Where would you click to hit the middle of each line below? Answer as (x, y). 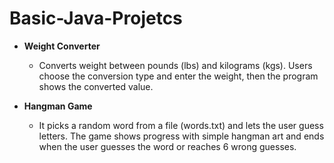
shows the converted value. (96, 86)
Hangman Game (58, 106)
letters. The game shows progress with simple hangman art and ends (181, 136)
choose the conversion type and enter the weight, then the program (178, 76)
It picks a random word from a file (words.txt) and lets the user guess (181, 125)
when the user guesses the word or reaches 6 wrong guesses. (167, 146)
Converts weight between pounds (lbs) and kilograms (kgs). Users (175, 65)
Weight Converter (62, 46)
